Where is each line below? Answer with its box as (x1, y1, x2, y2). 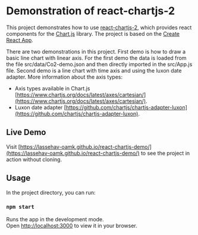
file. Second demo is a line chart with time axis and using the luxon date (6, 67, 182, 74)
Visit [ (6, 143, 21, 150)
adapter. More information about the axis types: (6, 73, 123, 80)
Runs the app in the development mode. (6, 215, 104, 223)
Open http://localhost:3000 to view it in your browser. (6, 222, 138, 229)
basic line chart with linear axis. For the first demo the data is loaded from (6, 54, 187, 61)
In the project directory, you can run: (6, 189, 96, 196)
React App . (6, 36, 34, 43)
